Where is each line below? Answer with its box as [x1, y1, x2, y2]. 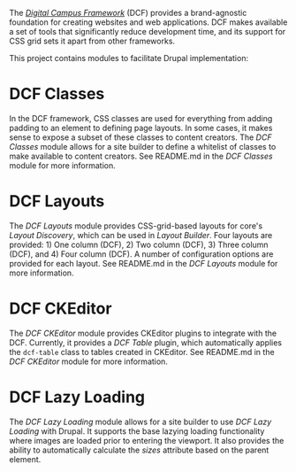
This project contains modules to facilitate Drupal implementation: [9, 53, 249, 63]
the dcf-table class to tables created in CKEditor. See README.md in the [9, 346, 276, 357]
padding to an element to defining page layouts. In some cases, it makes [9, 122, 273, 133]
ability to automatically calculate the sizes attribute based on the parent [9, 445, 269, 455]
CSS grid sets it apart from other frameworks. [9, 35, 175, 46]
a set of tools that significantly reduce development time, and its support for [9, 27, 286, 36]
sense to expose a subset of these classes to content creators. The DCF [9, 132, 272, 143]
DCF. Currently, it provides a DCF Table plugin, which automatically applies [9, 337, 283, 348]
